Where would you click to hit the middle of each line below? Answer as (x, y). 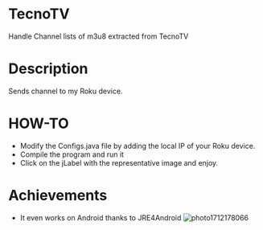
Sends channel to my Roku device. (66, 91)
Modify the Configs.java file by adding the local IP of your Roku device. (138, 146)
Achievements (58, 195)
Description (48, 69)
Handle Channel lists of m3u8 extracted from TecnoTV (99, 36)
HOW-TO (39, 123)
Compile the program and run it (72, 154)
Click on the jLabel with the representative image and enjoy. (119, 162)
